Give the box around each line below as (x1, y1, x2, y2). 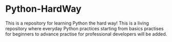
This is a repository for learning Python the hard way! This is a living (5, 20, 149, 26)
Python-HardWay (5, 3, 82, 15)
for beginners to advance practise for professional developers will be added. (5, 31, 167, 37)
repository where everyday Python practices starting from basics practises (5, 25, 164, 31)
